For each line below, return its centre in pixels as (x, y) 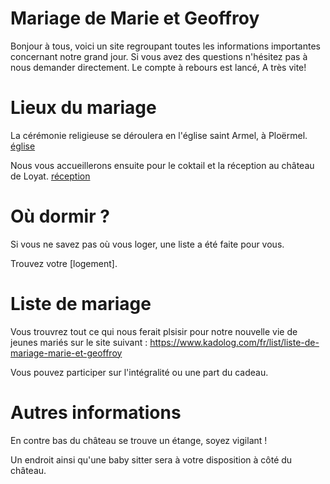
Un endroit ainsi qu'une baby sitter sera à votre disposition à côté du (151, 459)
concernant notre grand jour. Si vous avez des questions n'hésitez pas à (159, 56)
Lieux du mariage (83, 108)
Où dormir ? (60, 216)
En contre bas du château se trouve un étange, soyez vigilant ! (139, 440)
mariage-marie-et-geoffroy (66, 353)
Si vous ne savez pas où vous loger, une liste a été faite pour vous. (147, 244)
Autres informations (96, 412)
